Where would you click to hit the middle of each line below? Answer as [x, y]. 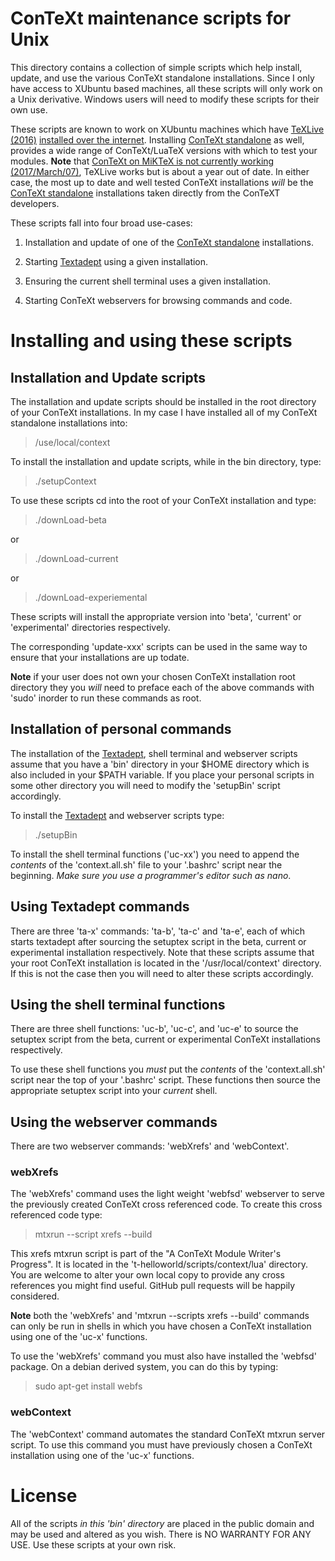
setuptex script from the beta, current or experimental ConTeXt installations [165, 1039]
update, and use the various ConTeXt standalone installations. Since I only [162, 78]
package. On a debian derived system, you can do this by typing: [144, 1367]
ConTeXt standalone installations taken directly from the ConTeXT [145, 193]
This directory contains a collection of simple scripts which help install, [156, 67]
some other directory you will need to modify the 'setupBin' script [145, 785]
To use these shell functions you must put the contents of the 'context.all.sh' [168, 1069]
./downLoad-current [76, 558]
